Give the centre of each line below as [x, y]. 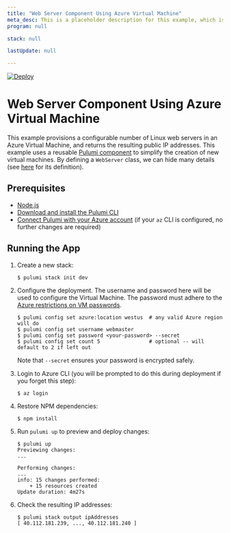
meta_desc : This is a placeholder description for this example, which [111, 20]
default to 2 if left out [54, 347]
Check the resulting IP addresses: [65, 504]
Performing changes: [46, 468]
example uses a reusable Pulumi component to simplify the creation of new [113, 152]
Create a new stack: [45, 265]
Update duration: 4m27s [51, 492]
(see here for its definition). [46, 167]
